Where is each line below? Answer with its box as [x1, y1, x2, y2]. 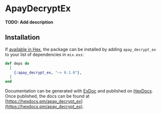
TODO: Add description [5, 19, 54, 25]
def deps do [5, 61, 29, 66]
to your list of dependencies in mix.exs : [5, 51, 84, 57]
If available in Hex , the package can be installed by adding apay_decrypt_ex [5, 46, 156, 52]
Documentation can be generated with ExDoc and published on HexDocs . [5, 88, 153, 94]
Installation [5, 33, 40, 42]
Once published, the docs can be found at [5, 93, 90, 99]
